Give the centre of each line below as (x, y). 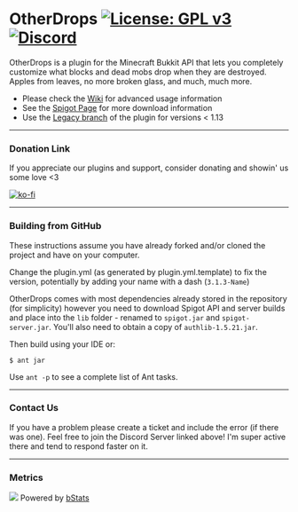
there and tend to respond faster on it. (78, 446)
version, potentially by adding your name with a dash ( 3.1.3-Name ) (129, 281)
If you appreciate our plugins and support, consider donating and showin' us (149, 168)
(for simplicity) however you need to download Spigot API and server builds (147, 308)
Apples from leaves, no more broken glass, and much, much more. (131, 81)
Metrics (26, 477)
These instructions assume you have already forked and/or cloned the (137, 245)
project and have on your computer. (74, 255)
